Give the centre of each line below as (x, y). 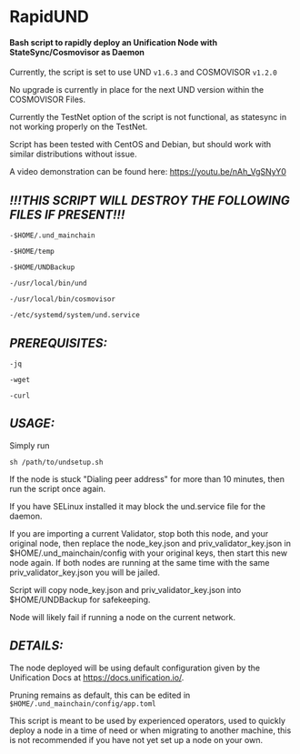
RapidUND (49, 17)
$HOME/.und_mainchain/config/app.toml (83, 704)
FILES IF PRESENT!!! (67, 214)
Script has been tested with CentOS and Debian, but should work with (140, 145)
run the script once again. (58, 488)
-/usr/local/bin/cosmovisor (63, 299)
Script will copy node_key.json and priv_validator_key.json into (125, 589)
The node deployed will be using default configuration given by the (135, 668)
